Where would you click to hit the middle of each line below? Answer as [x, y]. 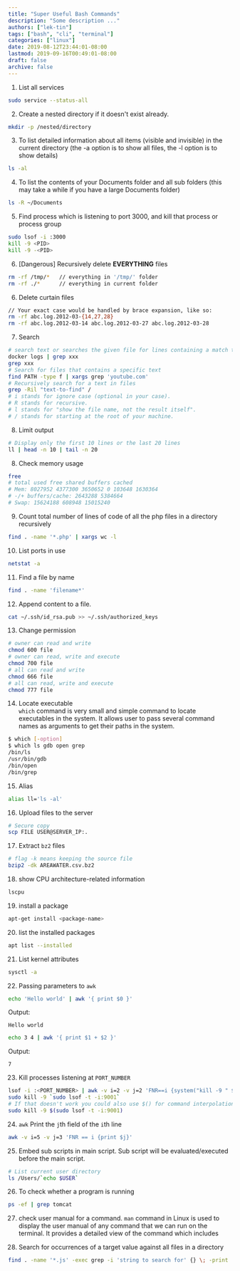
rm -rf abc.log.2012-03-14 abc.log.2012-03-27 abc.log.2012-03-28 [109, 324]
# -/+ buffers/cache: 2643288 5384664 [66, 496]
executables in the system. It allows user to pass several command [116, 718]
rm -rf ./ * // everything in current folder [83, 283]
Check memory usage [51, 463]
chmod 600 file [31, 650]
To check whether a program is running [76, 1192]
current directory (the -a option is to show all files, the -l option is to [118, 148]
